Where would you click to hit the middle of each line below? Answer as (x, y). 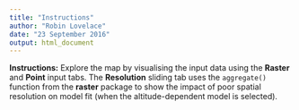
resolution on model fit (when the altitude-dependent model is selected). (144, 97)
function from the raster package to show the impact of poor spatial (136, 87)
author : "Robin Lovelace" (57, 26)
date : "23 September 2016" (60, 34)
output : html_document (52, 42)
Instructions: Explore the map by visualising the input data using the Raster (149, 68)
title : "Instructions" (52, 17)
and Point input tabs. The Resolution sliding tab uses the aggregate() (138, 78)
